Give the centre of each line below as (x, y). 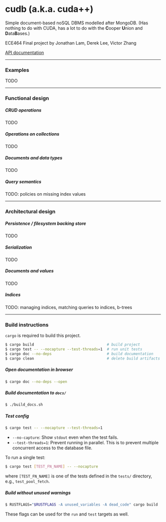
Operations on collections (32, 134)
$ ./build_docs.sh (24, 405)
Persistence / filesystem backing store (46, 223)
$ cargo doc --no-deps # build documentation (79, 354)
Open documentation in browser (39, 369)
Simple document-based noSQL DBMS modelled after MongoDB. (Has (77, 23)
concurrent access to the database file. (52, 448)
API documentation (25, 52)
